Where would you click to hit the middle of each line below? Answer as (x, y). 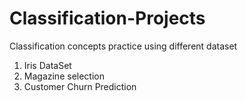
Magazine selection (64, 76)
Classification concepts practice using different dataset (123, 46)
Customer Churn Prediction (80, 86)
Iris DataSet (47, 65)
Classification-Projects (107, 18)
